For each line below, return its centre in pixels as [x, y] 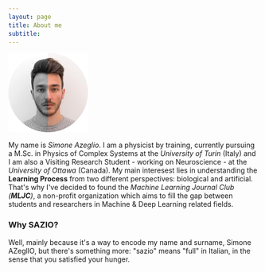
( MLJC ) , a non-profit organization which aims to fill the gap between [121, 196]
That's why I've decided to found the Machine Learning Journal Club [121, 188]
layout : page [30, 17]
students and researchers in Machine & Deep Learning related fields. [121, 204]
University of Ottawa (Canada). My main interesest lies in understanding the [133, 170]
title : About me [35, 25]
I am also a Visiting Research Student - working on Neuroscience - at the [128, 162]
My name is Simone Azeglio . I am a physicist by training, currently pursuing [131, 145]
